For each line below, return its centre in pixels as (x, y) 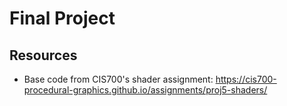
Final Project (62, 18)
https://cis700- (246, 79)
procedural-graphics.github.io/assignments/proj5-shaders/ (145, 90)
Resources (43, 55)
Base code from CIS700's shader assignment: (118, 79)
